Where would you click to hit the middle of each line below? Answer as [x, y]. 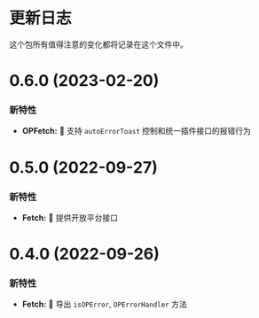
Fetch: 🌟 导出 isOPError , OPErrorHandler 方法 [105, 304]
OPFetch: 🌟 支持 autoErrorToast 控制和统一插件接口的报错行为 [136, 131]
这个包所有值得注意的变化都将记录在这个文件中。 [98, 44]
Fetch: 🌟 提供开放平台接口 [70, 217]
